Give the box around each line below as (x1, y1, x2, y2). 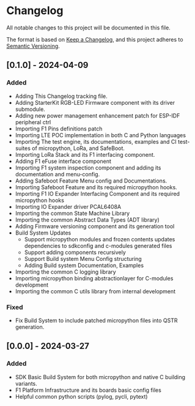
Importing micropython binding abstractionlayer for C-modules (15, 274, 174, 282)
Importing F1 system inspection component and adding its (15, 164, 161, 171)
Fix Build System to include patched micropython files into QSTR (15, 317, 178, 324)
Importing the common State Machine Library (15, 209, 130, 217)
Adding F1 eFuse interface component (15, 157, 111, 165)
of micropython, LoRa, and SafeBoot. (31, 145, 125, 152)
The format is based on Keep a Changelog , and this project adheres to (6, 36, 183, 43)
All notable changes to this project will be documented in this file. (6, 24, 171, 31)
